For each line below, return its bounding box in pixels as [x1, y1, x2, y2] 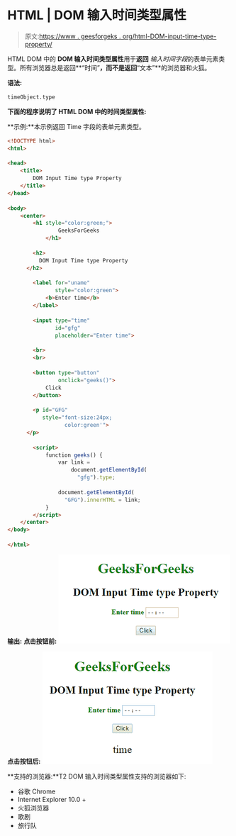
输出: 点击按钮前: [7, 637, 57, 645]
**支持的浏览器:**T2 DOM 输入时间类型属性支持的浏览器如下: [7, 771, 186, 781]
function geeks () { [45, 452, 103, 459]
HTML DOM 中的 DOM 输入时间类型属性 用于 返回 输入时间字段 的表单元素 [7, 55, 219, 63]
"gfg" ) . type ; [77, 474, 116, 481]
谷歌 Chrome [17, 787, 56, 796]
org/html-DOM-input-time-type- [122, 32, 217, 40]
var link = [57, 459, 91, 466]
